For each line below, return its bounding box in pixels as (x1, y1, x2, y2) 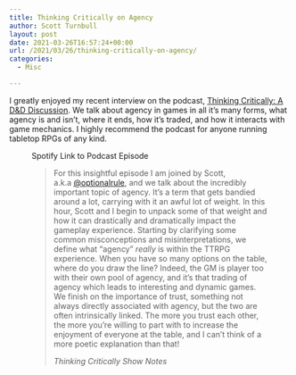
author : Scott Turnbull (9, 21, 98, 30)
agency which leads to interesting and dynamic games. (53, 281, 257, 292)
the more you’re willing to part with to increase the (53, 319, 239, 330)
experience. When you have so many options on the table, (53, 253, 267, 263)
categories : (9, 54, 53, 63)
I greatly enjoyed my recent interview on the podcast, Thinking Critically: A (9, 95, 284, 105)
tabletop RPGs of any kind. (9, 133, 107, 144)
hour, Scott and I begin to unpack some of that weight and (53, 205, 267, 216)
